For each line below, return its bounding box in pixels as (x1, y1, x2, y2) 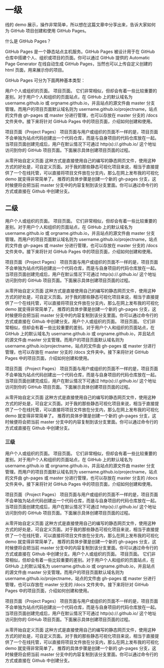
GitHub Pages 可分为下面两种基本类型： (5, 77, 85, 83)
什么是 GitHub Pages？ (5, 38, 51, 44)
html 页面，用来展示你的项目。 (5, 67, 67, 73)
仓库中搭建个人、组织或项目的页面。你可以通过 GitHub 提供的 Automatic (5, 54, 150, 60)
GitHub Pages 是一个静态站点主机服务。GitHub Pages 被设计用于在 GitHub (5, 49, 155, 54)
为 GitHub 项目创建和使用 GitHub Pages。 (5, 27, 89, 33)
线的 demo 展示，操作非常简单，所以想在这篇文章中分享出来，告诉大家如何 (5, 22, 156, 27)
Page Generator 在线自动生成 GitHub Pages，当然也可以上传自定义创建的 (5, 61, 153, 67)
